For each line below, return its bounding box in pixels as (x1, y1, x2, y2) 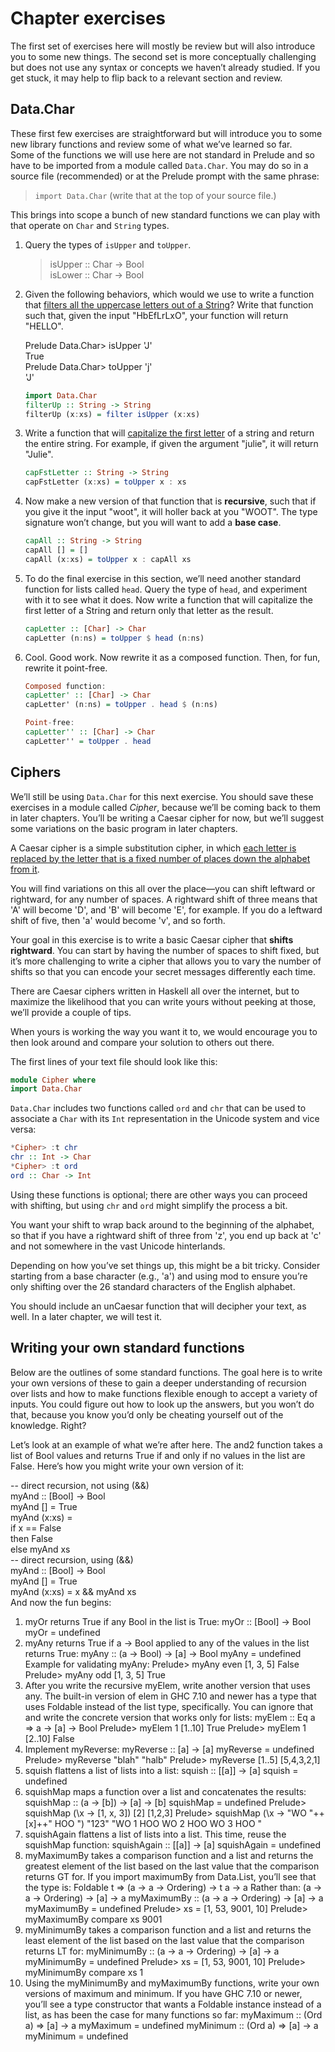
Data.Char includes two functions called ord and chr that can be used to (10, 1102, 307, 1114)
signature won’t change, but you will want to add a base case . (24, 517, 282, 529)
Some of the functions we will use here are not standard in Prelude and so (10, 148, 315, 161)
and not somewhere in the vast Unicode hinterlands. (10, 1240, 226, 1252)
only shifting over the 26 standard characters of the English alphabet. (10, 1280, 296, 1292)
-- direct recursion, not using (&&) (10, 1479, 150, 1491)
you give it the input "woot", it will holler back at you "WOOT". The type (24, 506, 318, 518)
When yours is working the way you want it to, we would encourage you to (10, 1025, 318, 1037)
